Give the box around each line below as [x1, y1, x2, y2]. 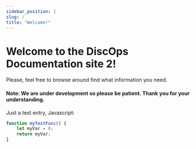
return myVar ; [16, 131, 51, 137]
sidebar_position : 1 [6, 8, 57, 15]
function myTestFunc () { [6, 121, 67, 126]
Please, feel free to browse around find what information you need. [6, 77, 168, 84]
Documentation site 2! [6, 57, 116, 70]
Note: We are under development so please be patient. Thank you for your [6, 90, 190, 97]
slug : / [6, 14, 25, 20]
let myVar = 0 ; [16, 126, 54, 132]
